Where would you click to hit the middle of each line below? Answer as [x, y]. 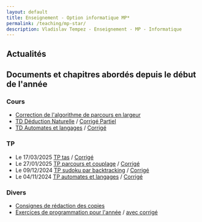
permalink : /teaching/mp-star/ [46, 23]
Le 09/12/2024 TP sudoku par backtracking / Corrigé [82, 170]
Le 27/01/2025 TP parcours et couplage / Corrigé [77, 163]
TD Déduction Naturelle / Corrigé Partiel [65, 121]
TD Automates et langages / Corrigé [61, 128]
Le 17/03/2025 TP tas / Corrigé [54, 157]
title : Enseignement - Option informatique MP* [68, 18]
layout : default [27, 12]
